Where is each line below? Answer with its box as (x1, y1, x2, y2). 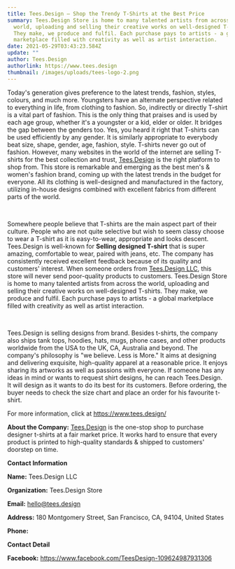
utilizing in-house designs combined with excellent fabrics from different (7, 185, 217, 193)
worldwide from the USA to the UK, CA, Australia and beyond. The (7, 343, 198, 352)
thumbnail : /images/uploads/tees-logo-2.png (7, 69, 139, 76)
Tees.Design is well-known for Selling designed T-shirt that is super (7, 242, 205, 250)
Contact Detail (7, 540, 50, 549)
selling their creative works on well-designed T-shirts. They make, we (7, 287, 208, 295)
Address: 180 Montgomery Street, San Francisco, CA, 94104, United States (7, 513, 225, 521)
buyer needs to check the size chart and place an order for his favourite (7, 388, 215, 397)
